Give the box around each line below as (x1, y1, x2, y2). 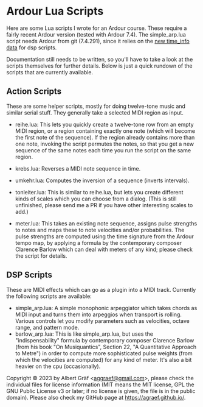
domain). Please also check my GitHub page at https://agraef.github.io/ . (6, 394, 186, 401)
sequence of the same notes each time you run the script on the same (15, 146, 191, 154)
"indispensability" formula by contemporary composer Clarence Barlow (15, 336, 194, 344)
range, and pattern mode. (15, 324, 80, 331)
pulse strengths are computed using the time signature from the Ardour (15, 233, 194, 240)
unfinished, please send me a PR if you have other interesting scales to (15, 201, 193, 208)
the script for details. (15, 252, 67, 260)
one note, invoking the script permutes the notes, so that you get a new (15, 140, 194, 147)
